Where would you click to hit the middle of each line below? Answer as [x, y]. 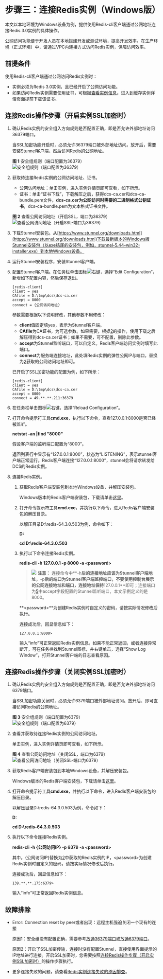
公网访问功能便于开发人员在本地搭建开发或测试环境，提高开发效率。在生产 [79, 41]
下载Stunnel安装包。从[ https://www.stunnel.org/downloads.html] [77, 233]
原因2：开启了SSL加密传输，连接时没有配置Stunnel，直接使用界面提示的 [84, 949]
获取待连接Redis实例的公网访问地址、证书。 [56, 178]
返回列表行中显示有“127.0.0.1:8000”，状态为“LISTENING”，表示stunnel [82, 454]
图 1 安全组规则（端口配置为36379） [48, 161]
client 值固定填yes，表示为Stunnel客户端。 [62, 325]
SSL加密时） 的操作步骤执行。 [46, 961]
